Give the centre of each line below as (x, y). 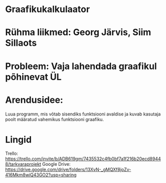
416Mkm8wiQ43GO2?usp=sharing (41, 175)
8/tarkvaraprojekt (23, 164)
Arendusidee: (34, 100)
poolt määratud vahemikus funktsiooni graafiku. (55, 119)
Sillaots (21, 43)
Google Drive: (56, 164)
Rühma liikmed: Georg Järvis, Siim (78, 33)
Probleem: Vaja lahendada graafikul (81, 66)
